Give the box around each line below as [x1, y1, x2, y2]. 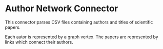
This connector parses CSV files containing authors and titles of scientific [5, 19, 153, 25]
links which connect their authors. [5, 39, 73, 45]
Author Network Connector [5, 3, 118, 14]
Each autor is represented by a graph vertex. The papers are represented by [5, 34, 159, 40]
